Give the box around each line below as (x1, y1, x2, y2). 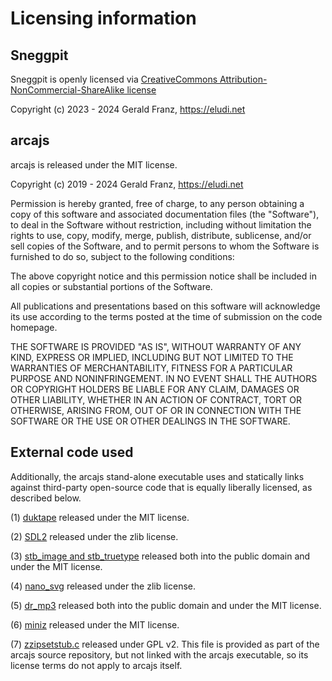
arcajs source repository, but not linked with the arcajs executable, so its (10, 648, 309, 661)
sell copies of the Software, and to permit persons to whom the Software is (10, 240, 320, 252)
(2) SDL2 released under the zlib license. (10, 530, 179, 542)
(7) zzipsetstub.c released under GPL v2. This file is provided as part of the (10, 638, 320, 650)
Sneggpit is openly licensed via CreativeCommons (10, 73, 218, 85)
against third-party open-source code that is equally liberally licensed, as (10, 481, 313, 493)
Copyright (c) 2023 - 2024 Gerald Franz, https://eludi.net (10, 103, 246, 115)
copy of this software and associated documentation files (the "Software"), (10, 208, 320, 220)
